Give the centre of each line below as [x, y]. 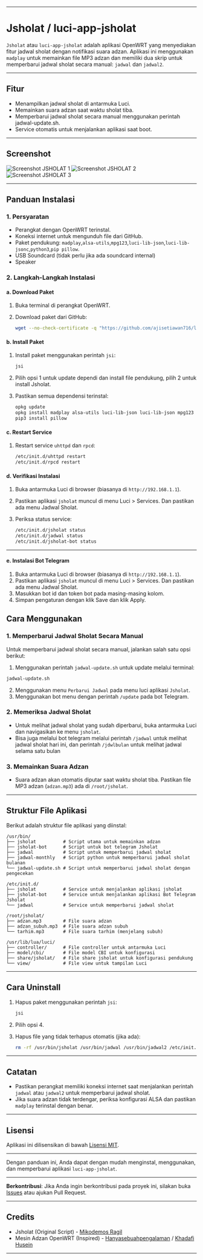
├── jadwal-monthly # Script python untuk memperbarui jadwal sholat [98, 858]
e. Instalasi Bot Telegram [38, 561]
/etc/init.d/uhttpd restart [50, 457]
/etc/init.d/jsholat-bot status [56, 541]
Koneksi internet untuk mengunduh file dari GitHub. [79, 236]
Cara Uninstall [34, 988]
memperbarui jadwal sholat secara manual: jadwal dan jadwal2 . [85, 64]
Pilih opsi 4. [29, 1024]
